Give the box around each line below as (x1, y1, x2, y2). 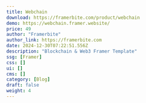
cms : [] (6, 71, 26, 77)
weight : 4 (6, 88, 32, 94)
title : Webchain (6, 8, 47, 15)
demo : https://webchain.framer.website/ (6, 20, 111, 26)
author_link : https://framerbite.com (6, 37, 102, 43)
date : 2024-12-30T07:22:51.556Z (6, 43, 88, 49)
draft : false (6, 82, 40, 88)
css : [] (6, 59, 26, 65)
